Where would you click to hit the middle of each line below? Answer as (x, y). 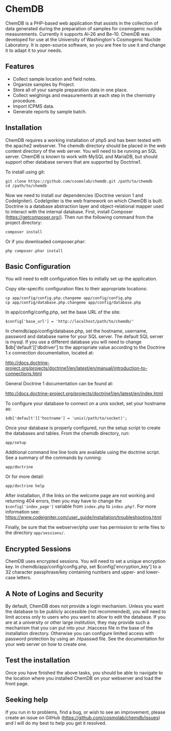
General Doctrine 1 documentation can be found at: (59, 384)
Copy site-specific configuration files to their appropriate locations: (77, 289)
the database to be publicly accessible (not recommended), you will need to (86, 611)
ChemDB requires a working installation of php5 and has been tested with (83, 140)
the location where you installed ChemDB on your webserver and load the (83, 678)
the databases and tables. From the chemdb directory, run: (68, 433)
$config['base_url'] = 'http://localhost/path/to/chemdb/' (70, 322)
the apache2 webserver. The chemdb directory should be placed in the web (85, 145)
